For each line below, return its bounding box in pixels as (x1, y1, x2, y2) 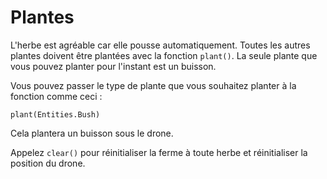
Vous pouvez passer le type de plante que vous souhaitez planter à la (10, 79, 297, 91)
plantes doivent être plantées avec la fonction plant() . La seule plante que (10, 49, 318, 61)
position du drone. (10, 157, 86, 169)
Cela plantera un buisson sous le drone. (10, 127, 174, 139)
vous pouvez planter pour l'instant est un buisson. (10, 60, 217, 72)
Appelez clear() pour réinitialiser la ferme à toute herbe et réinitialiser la (10, 146, 308, 158)
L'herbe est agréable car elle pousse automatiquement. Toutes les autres (10, 39, 311, 51)
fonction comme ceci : (10, 90, 103, 102)
